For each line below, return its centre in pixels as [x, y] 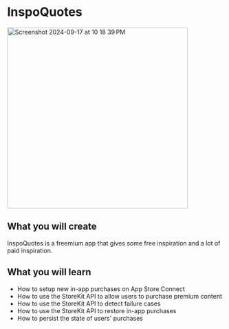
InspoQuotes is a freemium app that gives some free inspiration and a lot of [114, 243]
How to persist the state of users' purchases [80, 318]
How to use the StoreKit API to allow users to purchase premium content [119, 296]
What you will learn [49, 272]
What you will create [52, 227]
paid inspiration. [30, 250]
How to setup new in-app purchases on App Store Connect [101, 289]
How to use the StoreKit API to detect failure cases [89, 303]
